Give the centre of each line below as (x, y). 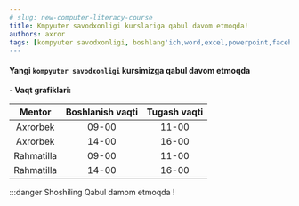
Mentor (35, 112)
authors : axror (37, 34)
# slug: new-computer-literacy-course (81, 17)
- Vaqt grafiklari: (40, 91)
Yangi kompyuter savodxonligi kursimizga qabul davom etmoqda (130, 70)
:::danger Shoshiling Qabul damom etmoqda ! (92, 193)
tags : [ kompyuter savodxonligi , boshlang (87, 42)
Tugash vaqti (175, 112)
